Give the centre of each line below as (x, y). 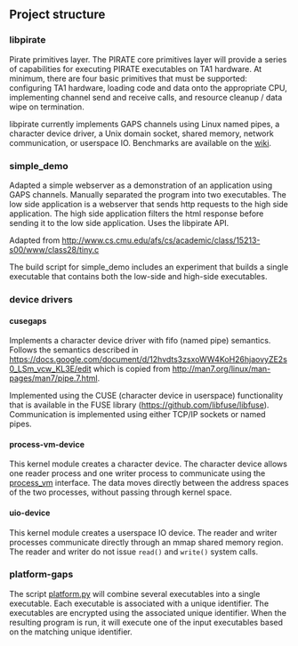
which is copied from (132, 369)
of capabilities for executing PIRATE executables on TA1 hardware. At (136, 69)
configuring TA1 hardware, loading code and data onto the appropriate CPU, (148, 87)
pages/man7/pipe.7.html (53, 378)
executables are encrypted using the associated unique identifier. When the (148, 612)
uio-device (30, 513)
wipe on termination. (47, 107)
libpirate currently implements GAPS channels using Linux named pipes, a (145, 124)
